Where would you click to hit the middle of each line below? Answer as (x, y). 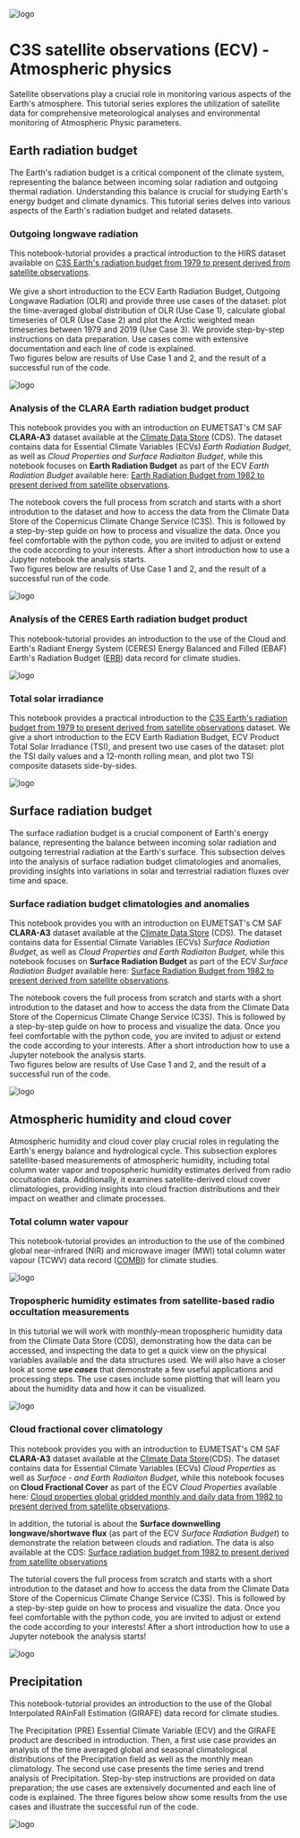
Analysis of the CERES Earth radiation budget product (129, 619)
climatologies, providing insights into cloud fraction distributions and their (145, 1189)
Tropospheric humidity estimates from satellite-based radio (142, 1301)
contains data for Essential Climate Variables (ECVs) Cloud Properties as (142, 1468)
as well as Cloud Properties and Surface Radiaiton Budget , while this (136, 457)
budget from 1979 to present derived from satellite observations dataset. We (150, 727)
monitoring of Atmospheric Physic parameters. (95, 122)
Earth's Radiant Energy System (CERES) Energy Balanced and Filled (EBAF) (148, 648)
